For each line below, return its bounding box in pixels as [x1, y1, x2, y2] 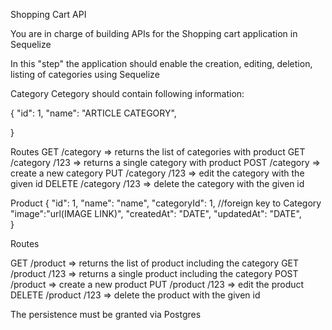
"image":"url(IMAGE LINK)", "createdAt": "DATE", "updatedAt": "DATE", [10, 208, 302, 219]
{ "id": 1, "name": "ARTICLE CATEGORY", [10, 107, 177, 119]
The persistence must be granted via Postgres [10, 309, 202, 320]
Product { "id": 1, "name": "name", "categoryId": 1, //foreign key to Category [10, 197, 322, 209]
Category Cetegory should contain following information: [10, 88, 245, 99]
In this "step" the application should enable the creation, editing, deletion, [10, 58, 313, 69]
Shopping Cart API [10, 9, 87, 20]
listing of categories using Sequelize [10, 69, 160, 80]
